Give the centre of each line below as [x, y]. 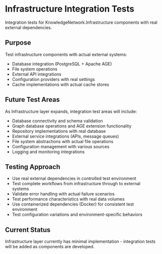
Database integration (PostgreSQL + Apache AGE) [62, 63]
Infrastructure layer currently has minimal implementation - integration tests [80, 241]
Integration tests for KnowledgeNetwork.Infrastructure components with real [81, 22]
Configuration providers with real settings [53, 79]
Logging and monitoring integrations [48, 152]
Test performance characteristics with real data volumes [68, 199]
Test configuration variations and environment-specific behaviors [77, 215]
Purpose [18, 43]
